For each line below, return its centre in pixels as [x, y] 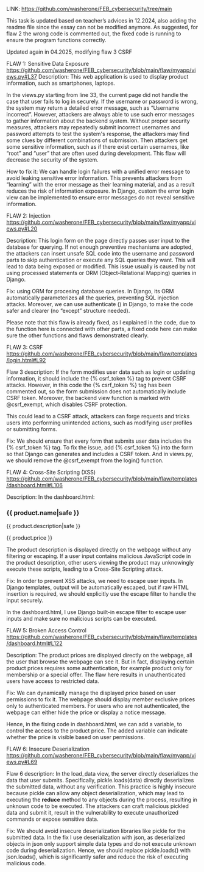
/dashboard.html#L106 [34, 485]
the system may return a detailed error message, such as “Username [93, 108]
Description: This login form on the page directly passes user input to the [98, 241]
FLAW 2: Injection [28, 216]
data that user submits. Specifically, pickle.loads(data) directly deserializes [100, 781]
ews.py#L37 [22, 77]
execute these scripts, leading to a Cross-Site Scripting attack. [85, 569]
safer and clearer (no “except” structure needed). [68, 311]
